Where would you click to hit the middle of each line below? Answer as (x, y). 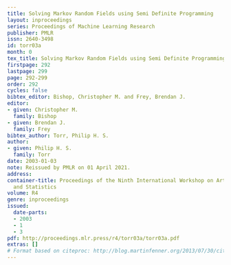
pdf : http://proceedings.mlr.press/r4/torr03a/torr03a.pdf (93, 238)
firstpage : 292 (29, 65)
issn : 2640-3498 (30, 39)
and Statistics (35, 187)
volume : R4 (23, 193)
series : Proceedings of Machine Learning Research (81, 26)
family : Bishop (35, 116)
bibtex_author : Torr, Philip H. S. (58, 135)
